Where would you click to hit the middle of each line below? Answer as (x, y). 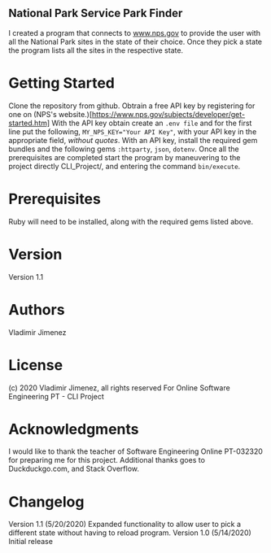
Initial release (31, 542)
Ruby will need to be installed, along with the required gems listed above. (131, 221)
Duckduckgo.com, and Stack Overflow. (74, 469)
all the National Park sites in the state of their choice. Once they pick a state (135, 41)
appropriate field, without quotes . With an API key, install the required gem (133, 140)
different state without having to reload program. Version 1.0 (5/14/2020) (130, 533)
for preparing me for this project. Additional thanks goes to (107, 460)
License (36, 365)
